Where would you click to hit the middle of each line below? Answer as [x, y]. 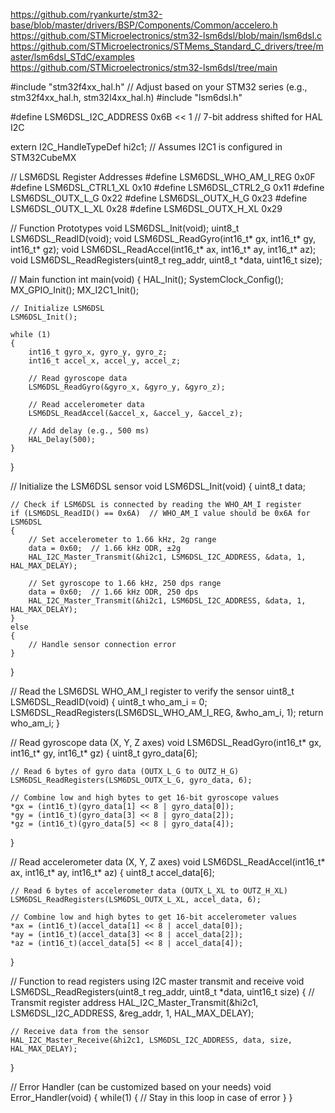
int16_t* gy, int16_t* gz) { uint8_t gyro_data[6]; [104, 753]
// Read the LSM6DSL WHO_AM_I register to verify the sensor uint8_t [152, 691]
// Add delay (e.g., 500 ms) [89, 431]
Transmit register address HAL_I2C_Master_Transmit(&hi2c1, [134, 1002]
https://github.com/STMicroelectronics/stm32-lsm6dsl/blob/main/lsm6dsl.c [166, 35]
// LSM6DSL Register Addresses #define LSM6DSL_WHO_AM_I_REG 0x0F [163, 177]
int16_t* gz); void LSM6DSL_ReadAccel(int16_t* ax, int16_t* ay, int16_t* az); [163, 249]
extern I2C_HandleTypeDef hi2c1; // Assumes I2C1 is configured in [146, 147]
